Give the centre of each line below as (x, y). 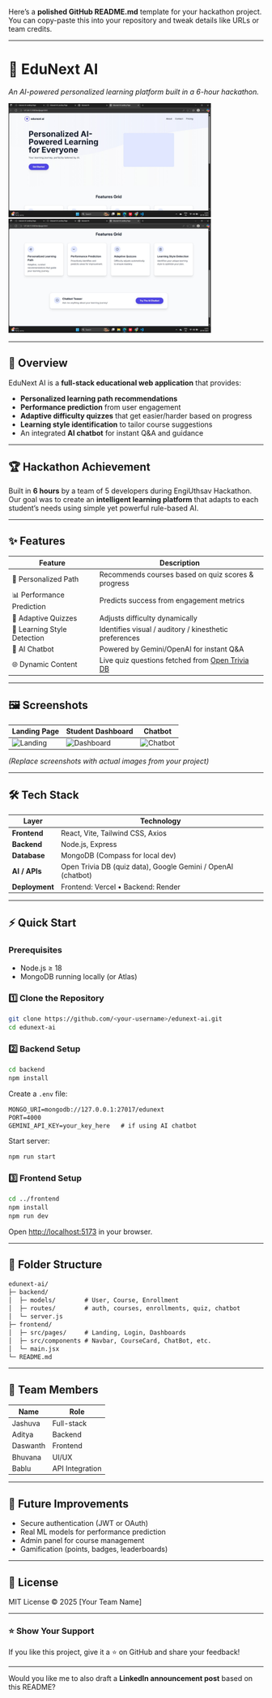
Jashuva (26, 1423)
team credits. (30, 29)
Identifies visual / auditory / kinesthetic (164, 629)
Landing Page (35, 731)
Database (28, 855)
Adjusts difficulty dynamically (149, 618)
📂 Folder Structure (55, 1264)
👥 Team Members (53, 1389)
